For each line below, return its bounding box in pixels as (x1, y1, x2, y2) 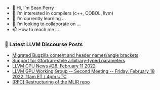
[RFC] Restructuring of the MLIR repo (12, 79, 90, 85)
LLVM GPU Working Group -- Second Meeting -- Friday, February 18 (12, 68, 155, 74)
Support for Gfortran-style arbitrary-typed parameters (12, 58, 125, 64)
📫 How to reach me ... (12, 27, 59, 32)
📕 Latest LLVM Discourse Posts (5, 41, 83, 48)
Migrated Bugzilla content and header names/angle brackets (12, 52, 139, 58)
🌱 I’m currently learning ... (12, 16, 66, 21)
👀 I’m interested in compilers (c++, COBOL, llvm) (12, 10, 113, 16)
